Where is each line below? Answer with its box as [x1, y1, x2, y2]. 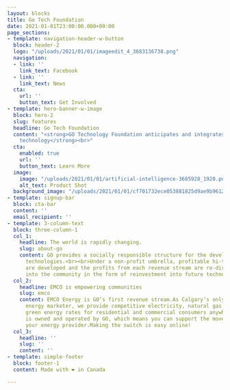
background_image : [13, 188, 66, 195]
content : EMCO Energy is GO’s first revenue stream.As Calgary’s [19, 296, 210, 303]
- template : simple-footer [7, 354, 84, 361]
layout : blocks [7, 10, 51, 17]
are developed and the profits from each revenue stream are [25, 264, 204, 271]
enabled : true [19, 150, 60, 157]
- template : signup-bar [7, 194, 75, 202]
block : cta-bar [13, 201, 57, 208]
